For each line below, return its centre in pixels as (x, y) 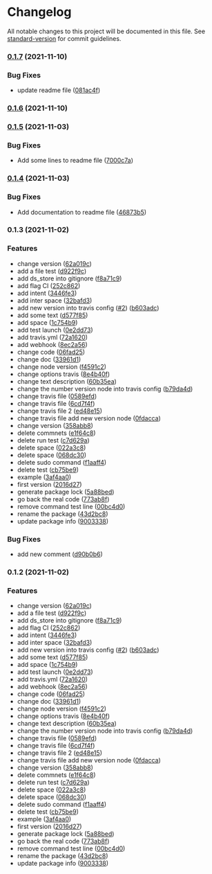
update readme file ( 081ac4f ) (59, 90)
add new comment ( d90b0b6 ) (60, 554)
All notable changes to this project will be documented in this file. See (106, 31)
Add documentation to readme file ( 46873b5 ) (82, 212)
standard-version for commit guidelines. (64, 38)
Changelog (39, 12)
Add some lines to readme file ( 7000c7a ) (75, 161)
